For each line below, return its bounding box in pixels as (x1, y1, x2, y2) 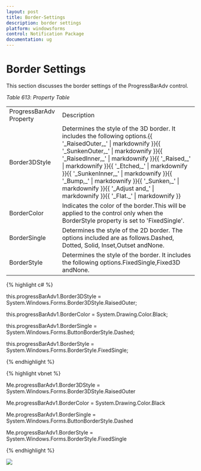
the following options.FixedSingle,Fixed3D (62, 258, 181, 266)
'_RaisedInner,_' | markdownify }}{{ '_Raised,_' (62, 154, 191, 162)
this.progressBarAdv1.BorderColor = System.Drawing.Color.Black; (6, 311, 168, 318)
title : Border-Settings (6, 14, 66, 20)
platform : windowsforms (6, 25, 66, 32)
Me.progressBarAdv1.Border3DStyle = (6, 381, 100, 388)
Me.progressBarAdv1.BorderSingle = (6, 411, 96, 418)
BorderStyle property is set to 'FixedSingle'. (62, 216, 185, 224)
